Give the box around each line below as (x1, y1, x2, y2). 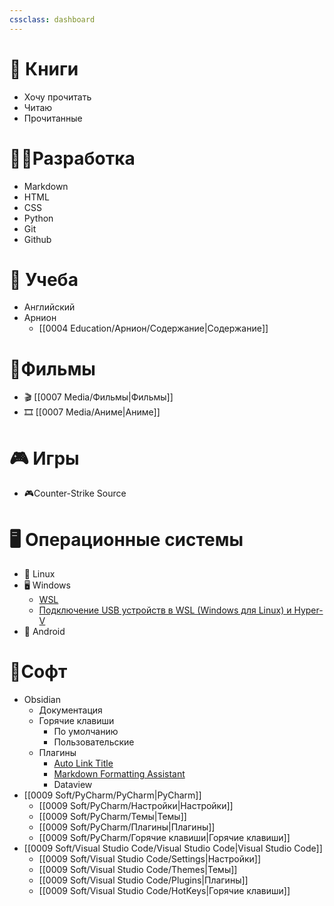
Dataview (53, 779, 93, 791)
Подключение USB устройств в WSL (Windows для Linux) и (38, 604, 292, 616)
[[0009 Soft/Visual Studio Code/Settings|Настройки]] (38, 853, 261, 865)
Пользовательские (53, 736, 135, 748)
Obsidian (23, 694, 61, 706)
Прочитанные (23, 112, 83, 124)
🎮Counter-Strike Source (23, 487, 127, 500)
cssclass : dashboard (9, 14, 96, 25)
